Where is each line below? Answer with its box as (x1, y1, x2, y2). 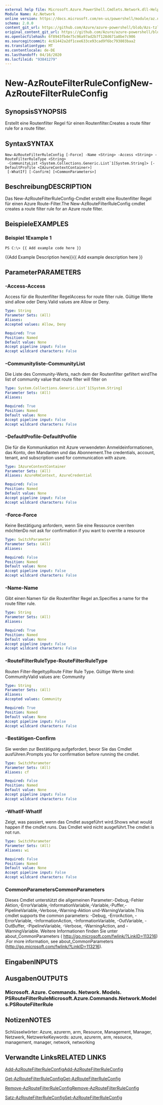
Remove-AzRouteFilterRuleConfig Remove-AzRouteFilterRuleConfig (5, 1085, 139, 1091)
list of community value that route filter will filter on (5, 376, 107, 382)
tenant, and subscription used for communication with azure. (5, 455, 127, 460)
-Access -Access (5, 282, 46, 289)
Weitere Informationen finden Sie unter (40, 928, 118, 934)
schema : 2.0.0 (5, 20, 34, 26)
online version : (5, 16, 38, 21)
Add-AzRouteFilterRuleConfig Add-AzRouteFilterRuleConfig (5, 1066, 123, 1072)
